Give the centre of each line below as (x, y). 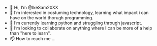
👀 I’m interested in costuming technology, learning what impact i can (79, 13)
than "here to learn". (30, 33)
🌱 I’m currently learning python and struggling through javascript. (76, 23)
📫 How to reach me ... (32, 38)
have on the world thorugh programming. (51, 18)
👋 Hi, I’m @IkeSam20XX (34, 8)
